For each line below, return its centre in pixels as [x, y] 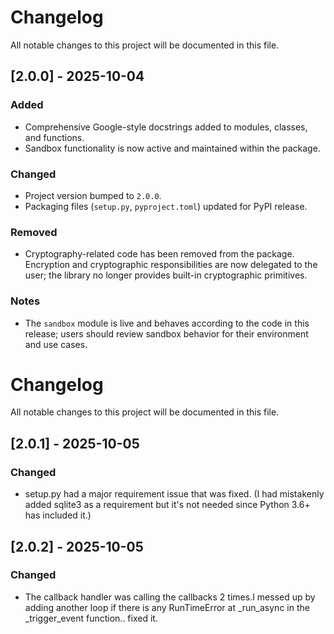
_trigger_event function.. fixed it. [91, 618]
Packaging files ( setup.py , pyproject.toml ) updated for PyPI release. [166, 206]
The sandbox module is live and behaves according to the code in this [167, 323]
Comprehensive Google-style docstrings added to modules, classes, [166, 127]
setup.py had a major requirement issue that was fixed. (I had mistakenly [174, 494]
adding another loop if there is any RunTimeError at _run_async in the [167, 607]
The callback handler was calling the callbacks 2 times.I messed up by [170, 597]
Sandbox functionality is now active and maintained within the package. [172, 148]
